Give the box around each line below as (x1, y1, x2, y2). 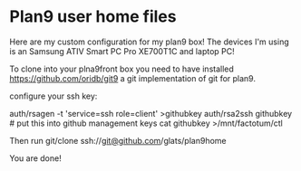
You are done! (9, 152, 62, 164)
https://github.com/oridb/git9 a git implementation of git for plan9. (9, 72, 257, 83)
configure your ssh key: (9, 90, 98, 101)
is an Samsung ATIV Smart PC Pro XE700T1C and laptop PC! (9, 45, 235, 56)
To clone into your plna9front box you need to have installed (9, 63, 234, 74)
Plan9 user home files (9, 6, 177, 27)
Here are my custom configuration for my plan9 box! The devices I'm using (9, 36, 289, 47)
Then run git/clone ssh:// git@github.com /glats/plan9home (9, 135, 227, 146)
